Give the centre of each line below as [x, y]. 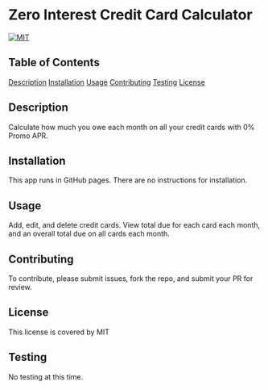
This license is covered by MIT [59, 332]
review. [20, 287]
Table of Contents [54, 63]
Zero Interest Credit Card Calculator [130, 15]
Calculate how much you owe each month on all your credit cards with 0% [132, 127]
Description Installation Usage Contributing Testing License [107, 82]
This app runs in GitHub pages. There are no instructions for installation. [128, 180]
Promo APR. [28, 136]
